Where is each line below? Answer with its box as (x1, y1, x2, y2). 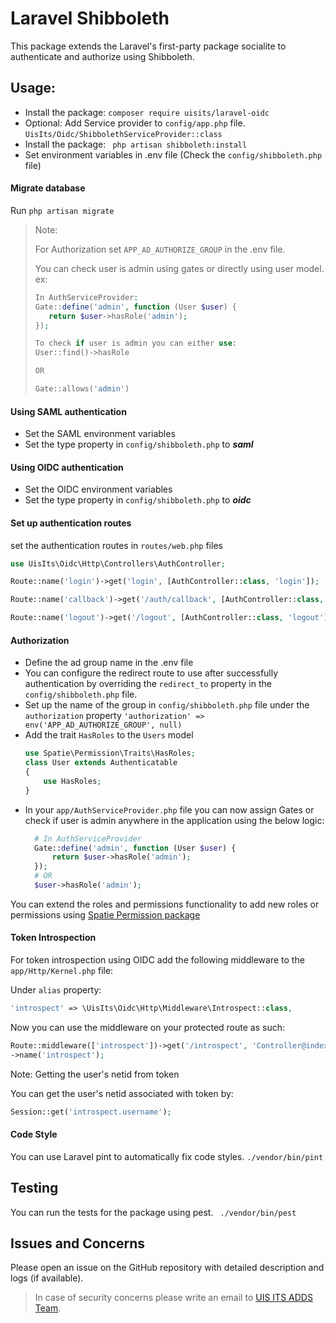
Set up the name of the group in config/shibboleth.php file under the (24, 699, 310, 711)
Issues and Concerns (10, 1235, 146, 1252)
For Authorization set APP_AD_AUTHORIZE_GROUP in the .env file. (34, 243, 286, 255)
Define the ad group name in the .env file (24, 657, 194, 669)
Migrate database (10, 182, 86, 194)
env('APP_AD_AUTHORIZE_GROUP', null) (24, 720, 183, 731)
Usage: (10, 80, 57, 97)
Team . (34, 1302, 62, 1314)
